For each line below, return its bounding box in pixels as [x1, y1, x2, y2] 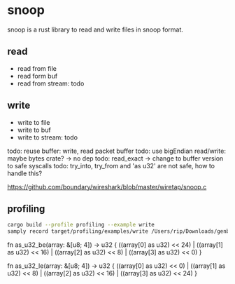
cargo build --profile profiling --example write [7, 222, 155, 229]
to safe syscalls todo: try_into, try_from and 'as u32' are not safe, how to [7, 161, 215, 170]
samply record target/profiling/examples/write [7, 228, 149, 235]
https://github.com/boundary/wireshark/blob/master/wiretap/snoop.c [7, 182, 207, 191]
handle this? [7, 169, 43, 177]
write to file [17, 118, 50, 126]
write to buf [17, 126, 51, 134]
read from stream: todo [17, 79, 85, 88]
